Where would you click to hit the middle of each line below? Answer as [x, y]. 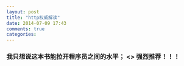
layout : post [23, 12]
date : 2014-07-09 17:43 [37, 23]
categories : [21, 35]
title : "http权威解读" [33, 18]
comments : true [26, 29]
